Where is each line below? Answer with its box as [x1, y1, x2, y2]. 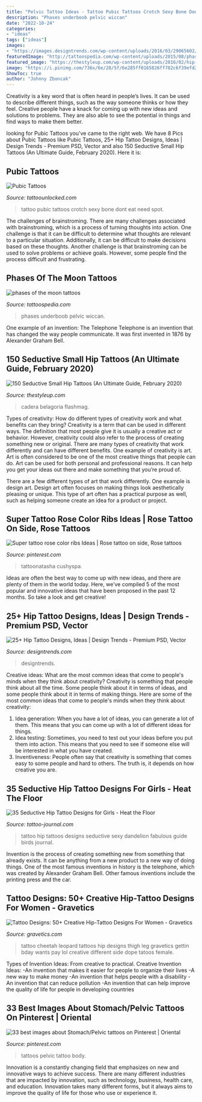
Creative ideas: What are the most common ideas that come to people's [6, 672, 184, 679]
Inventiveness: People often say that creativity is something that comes [14, 754, 192, 761]
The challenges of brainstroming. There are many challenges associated [6, 217, 186, 224]
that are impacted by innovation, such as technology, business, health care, [6, 1076, 194, 1083]
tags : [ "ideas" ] [6, 37, 47, 43]
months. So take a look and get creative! [6, 593, 106, 601]
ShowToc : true [6, 70, 42, 76]
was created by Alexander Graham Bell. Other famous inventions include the [6, 870, 195, 876]
